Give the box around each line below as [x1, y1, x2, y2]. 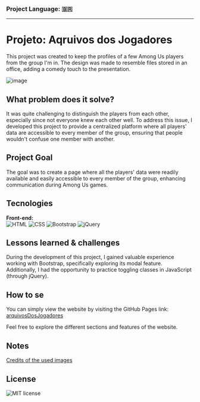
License [6, 374, 36, 384]
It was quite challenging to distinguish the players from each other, [6, 110, 170, 117]
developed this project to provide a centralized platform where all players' [6, 123, 187, 130]
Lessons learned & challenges [6, 238, 120, 248]
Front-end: [6, 214, 34, 222]
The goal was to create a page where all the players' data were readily [6, 169, 179, 176]
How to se [6, 289, 44, 300]
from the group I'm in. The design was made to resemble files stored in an [6, 59, 187, 67]
